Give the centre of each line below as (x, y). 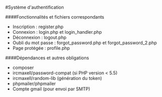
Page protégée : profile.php (41, 48)
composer (23, 68)
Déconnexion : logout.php (39, 37)
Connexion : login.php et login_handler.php (57, 32)
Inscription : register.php (38, 27)
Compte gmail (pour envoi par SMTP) (51, 89)
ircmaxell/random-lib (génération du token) (57, 78)
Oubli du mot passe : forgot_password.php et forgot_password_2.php (85, 43)
